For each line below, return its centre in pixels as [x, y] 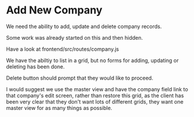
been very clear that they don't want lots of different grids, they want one [95, 101]
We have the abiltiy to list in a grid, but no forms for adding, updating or [93, 60]
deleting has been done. [36, 66]
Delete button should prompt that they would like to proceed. [80, 78]
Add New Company [54, 10]
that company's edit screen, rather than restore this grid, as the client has [95, 95]
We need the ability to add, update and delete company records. [84, 26]
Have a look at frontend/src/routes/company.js [63, 49]
